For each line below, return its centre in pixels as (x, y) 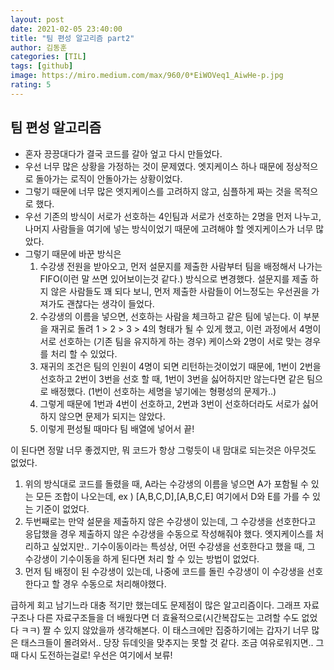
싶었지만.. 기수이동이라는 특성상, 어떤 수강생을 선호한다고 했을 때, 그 (183, 546)
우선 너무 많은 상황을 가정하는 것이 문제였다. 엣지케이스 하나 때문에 (154, 166)
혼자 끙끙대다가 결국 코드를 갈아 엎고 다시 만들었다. (123, 153)
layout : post (37, 19)
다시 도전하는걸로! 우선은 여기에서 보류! (96, 655)
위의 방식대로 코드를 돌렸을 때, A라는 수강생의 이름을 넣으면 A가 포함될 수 (166, 483)
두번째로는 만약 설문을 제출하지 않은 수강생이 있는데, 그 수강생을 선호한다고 (170, 521)
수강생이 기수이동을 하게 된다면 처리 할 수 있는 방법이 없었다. (142, 558)
